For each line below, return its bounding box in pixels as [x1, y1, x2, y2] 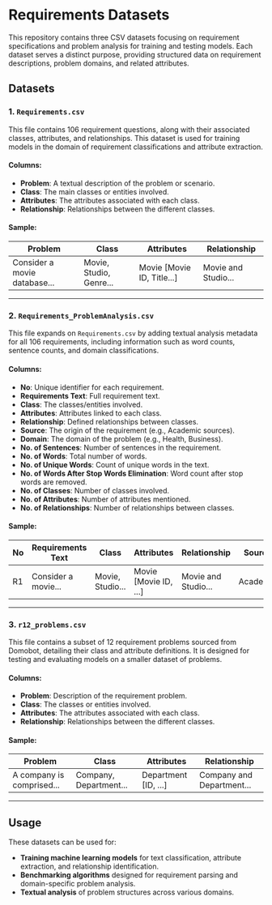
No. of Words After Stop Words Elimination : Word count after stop [19, 468, 244, 478]
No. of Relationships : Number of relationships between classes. [19, 502, 235, 512]
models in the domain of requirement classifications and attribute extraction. [8, 142, 263, 152]
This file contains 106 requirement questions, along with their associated [8, 124, 250, 134]
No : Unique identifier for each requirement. [19, 382, 164, 392]
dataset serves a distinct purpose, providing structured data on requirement [8, 49, 261, 59]
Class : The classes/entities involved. [19, 399, 143, 409]
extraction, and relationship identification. [19, 861, 159, 872]
